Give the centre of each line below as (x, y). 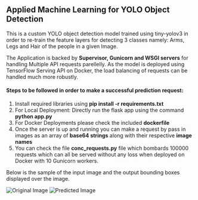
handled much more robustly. (42, 76)
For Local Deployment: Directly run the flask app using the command (99, 110)
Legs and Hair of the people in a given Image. (62, 46)
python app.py (33, 116)
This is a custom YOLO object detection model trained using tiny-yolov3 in (98, 33)
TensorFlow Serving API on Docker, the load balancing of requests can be (97, 70)
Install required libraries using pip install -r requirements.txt (89, 104)
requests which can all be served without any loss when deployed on (100, 155)
